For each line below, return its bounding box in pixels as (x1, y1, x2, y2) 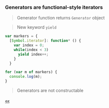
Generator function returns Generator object (16, 15, 105, 21)
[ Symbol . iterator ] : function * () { (9, 38, 81, 43)
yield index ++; (17, 52, 49, 57)
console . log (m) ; (9, 74, 42, 79)
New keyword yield (16, 24, 57, 30)
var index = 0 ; (14, 43, 45, 48)
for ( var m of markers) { (5, 70, 57, 74)
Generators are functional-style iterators (5, 4, 103, 11)
